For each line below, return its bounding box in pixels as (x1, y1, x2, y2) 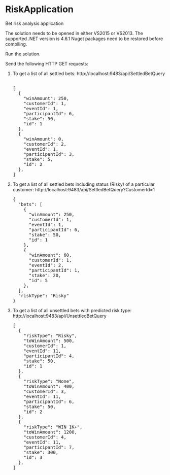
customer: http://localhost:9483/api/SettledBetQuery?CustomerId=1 (12, 186, 155, 192)
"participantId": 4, (23, 353, 75, 359)
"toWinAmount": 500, (23, 337, 75, 344)
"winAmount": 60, (28, 252, 72, 258)
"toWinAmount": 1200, (23, 429, 78, 435)
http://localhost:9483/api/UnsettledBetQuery (12, 313, 107, 319)
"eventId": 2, (28, 262, 64, 268)
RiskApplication (5, 4, 74, 15)
